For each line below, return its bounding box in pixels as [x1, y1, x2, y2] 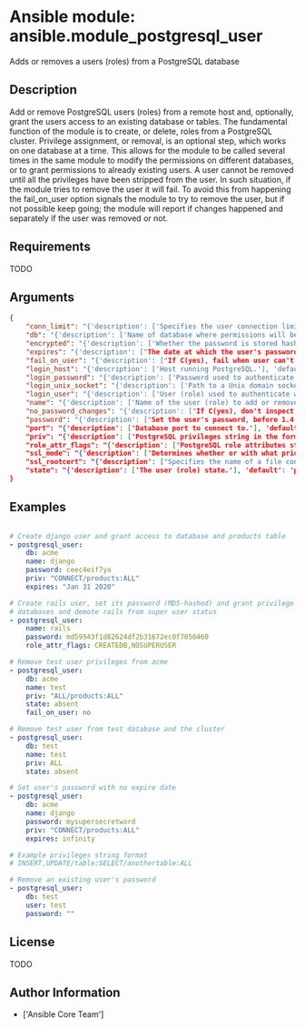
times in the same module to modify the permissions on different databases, [9, 155, 294, 166]
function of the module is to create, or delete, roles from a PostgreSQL [9, 126, 272, 136]
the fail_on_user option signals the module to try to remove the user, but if [9, 193, 285, 204]
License [9, 934, 55, 950]
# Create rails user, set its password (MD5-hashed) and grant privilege [9, 599, 295, 608]
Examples [9, 499, 66, 515]
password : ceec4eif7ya [25, 566, 112, 575]
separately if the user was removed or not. [9, 212, 169, 224]
